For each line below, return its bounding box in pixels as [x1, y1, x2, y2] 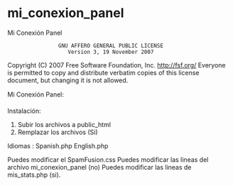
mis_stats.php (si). [7, 170, 61, 179]
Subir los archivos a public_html [17, 120, 112, 128]
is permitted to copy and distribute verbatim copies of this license [7, 68, 200, 77]
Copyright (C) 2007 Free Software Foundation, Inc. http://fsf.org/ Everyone [7, 60, 226, 69]
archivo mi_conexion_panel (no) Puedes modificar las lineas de [7, 163, 192, 171]
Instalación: [7, 106, 41, 115]
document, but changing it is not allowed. [7, 76, 129, 84]
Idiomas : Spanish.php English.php [7, 141, 109, 150]
